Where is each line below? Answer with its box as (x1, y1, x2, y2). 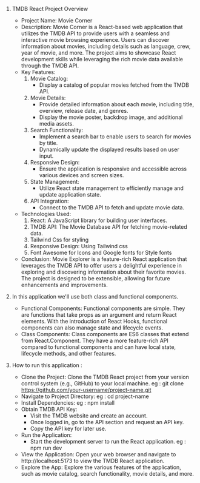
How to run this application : (12, 362, 83, 369)
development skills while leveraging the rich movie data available (21, 56, 184, 62)
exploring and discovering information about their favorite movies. (21, 268, 186, 275)
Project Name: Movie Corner (21, 17, 93, 24)
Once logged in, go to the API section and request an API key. (30, 419, 184, 425)
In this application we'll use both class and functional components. (12, 293, 179, 300)
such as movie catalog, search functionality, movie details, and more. (21, 470, 194, 477)
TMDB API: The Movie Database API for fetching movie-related (30, 223, 188, 230)
